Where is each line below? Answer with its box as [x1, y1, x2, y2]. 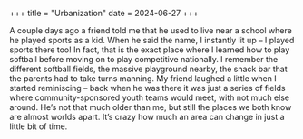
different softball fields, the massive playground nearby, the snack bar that [9, 63, 288, 74]
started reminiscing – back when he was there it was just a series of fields [9, 83, 286, 93]
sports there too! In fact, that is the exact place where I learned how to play [9, 44, 290, 55]
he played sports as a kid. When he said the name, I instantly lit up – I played [9, 35, 295, 45]
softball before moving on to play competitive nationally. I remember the [9, 54, 279, 64]
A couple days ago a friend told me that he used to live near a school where [9, 25, 292, 35]
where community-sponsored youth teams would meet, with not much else [9, 92, 290, 103]
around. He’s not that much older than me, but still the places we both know [9, 102, 292, 112]
